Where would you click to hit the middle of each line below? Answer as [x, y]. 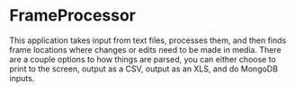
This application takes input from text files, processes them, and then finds [148, 40]
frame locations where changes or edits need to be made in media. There [145, 49]
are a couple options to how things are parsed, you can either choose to [143, 59]
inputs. [22, 78]
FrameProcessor [73, 16]
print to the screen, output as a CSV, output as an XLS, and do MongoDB [144, 69]
